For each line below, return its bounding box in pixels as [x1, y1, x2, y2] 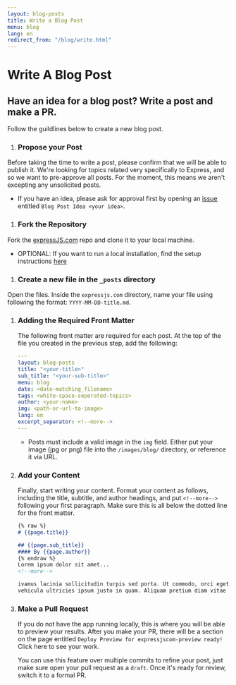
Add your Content [17, 470, 80, 480]
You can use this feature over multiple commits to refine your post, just [17, 656, 223, 665]
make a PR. [7, 106, 58, 118]
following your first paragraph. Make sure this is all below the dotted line [17, 502, 228, 510]
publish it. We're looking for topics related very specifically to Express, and [7, 166, 225, 174]
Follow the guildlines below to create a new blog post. [7, 125, 163, 133]
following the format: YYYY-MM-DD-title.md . [7, 298, 132, 307]
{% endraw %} [17, 554, 56, 562]
